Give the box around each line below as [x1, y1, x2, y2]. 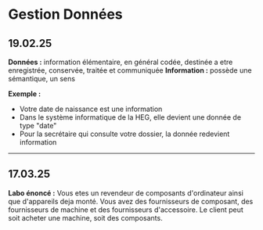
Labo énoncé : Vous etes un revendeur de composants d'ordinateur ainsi [8, 188, 244, 197]
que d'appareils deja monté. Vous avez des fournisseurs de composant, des [8, 196, 254, 206]
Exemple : [8, 89, 41, 99]
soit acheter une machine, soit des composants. [8, 213, 163, 222]
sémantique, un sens [8, 74, 76, 83]
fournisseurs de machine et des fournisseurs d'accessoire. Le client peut [8, 205, 244, 214]
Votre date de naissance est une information [19, 104, 163, 113]
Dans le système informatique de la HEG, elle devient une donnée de [19, 113, 241, 122]
